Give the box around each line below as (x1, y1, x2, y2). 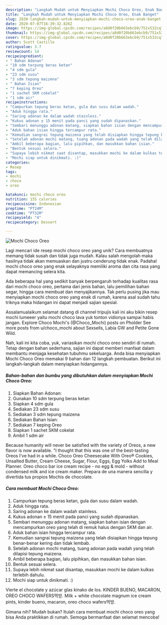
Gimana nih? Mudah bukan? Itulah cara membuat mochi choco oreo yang (5, 609, 155, 615)
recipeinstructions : (5, 100, 49, 105)
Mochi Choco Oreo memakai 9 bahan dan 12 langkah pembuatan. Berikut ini (5, 356, 161, 361)
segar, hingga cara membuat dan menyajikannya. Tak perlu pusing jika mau (5, 289, 160, 295)
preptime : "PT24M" (5, 206, 44, 211)
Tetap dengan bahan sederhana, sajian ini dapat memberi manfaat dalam (5, 345, 155, 351)
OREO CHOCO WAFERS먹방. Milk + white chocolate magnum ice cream (5, 593, 152, 599)
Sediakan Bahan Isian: (12, 417, 58, 422)
